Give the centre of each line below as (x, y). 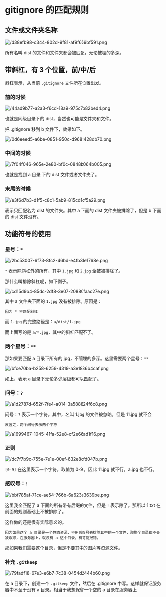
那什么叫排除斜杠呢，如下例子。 (38, 281)
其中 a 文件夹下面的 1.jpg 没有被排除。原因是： (54, 301)
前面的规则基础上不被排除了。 (36, 511)
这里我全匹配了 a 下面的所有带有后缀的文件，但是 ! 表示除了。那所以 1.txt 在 (83, 505)
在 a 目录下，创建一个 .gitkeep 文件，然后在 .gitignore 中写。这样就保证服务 (83, 583)
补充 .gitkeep (21, 562)
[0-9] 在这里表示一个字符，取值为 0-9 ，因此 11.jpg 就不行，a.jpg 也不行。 (81, 469)
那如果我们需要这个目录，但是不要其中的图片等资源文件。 (64, 548)
